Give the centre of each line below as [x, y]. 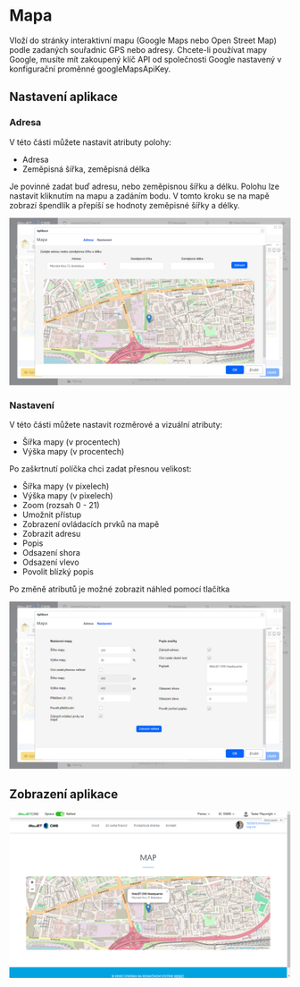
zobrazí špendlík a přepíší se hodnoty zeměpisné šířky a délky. [125, 205]
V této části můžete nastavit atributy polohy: [91, 142]
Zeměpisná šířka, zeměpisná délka [86, 169]
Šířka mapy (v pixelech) [66, 486]
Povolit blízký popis [58, 572]
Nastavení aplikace [64, 97]
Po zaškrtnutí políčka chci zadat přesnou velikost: [100, 469]
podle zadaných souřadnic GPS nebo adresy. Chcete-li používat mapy [138, 49]
